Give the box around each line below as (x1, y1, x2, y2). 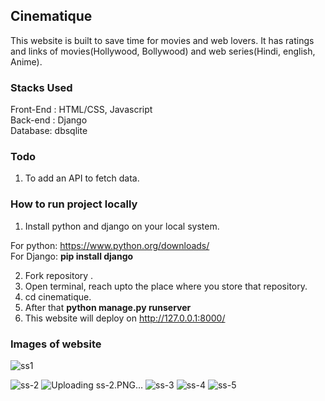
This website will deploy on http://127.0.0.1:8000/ (24, 312, 226, 324)
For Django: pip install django (10, 250, 134, 262)
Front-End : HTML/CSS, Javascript (10, 104, 153, 116)
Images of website (10, 337, 102, 351)
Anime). (10, 55, 43, 68)
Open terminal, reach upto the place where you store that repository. (24, 280, 308, 292)
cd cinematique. (24, 290, 92, 303)
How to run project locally (10, 197, 138, 211)
